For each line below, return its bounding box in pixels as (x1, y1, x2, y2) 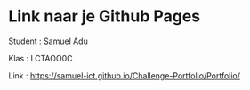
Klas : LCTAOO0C (8, 53, 73, 63)
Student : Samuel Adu (8, 36, 88, 46)
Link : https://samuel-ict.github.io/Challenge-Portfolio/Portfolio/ (8, 70, 241, 81)
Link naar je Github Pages (8, 6, 201, 27)
